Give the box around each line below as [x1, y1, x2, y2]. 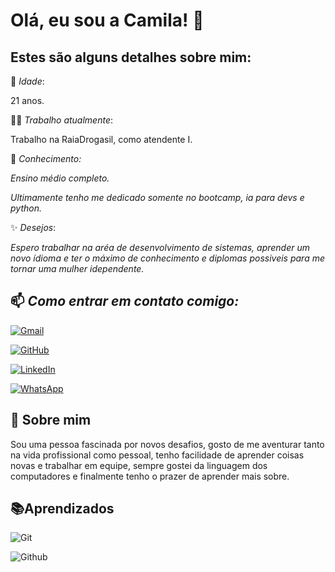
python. [10, 202, 42, 214]
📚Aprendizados [10, 500, 115, 518]
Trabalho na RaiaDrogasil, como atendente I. [10, 134, 193, 145]
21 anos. [10, 95, 45, 106]
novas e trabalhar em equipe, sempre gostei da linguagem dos [10, 459, 268, 471]
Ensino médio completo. [10, 172, 110, 184]
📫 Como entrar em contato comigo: [10, 293, 240, 310]
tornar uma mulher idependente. [10, 263, 145, 274]
